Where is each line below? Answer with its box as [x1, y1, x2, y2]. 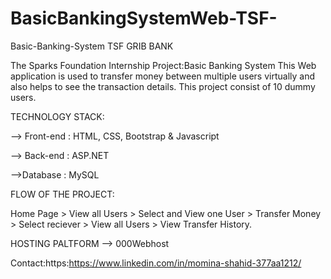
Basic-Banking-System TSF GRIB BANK [10, 40, 174, 52]
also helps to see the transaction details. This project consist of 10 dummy [10, 80, 316, 92]
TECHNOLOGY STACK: [10, 110, 105, 122]
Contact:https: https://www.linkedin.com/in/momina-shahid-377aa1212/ [10, 257, 302, 269]
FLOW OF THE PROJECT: [10, 188, 115, 200]
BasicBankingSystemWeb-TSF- [10, 7, 278, 30]
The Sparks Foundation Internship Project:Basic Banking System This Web [10, 59, 317, 71]
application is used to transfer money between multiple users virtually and [10, 70, 316, 82]
